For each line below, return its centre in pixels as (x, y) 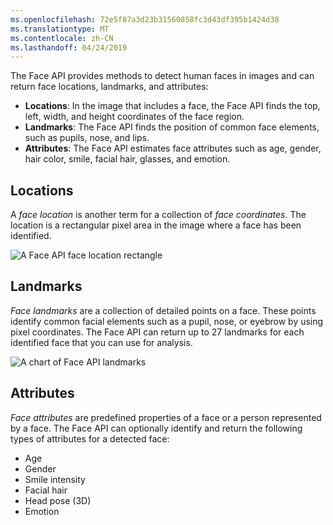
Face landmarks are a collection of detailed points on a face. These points (163, 310)
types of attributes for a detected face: (90, 438)
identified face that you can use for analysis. (101, 342)
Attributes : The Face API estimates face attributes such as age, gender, (173, 148)
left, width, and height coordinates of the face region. (134, 117)
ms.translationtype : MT (60, 29)
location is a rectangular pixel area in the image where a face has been (156, 225)
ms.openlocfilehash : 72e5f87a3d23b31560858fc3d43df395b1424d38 (145, 19)
